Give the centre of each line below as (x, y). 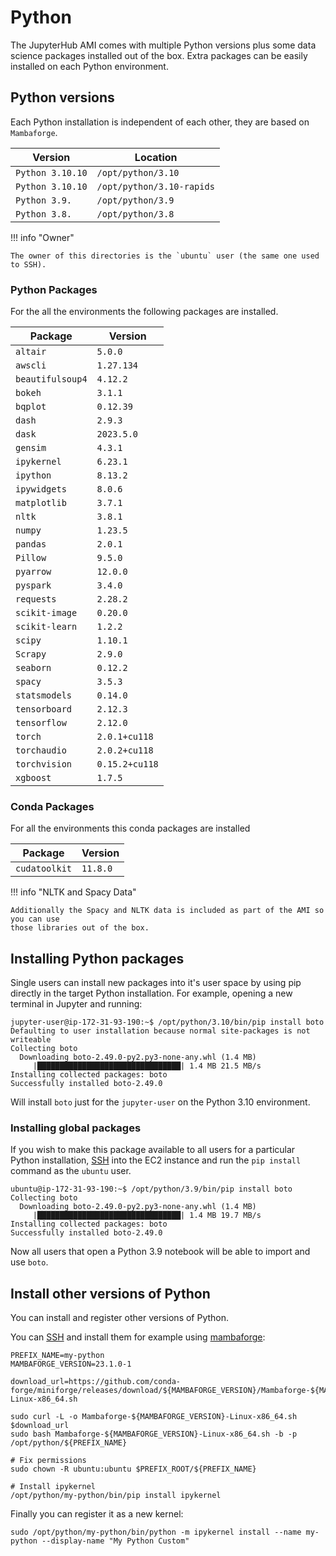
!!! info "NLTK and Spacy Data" (73, 892)
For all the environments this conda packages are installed (130, 828)
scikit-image (46, 613)
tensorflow (41, 723)
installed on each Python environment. (89, 66)
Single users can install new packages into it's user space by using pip (156, 983)
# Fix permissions (48, 1461)
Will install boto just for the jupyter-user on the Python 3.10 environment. (160, 1102)
